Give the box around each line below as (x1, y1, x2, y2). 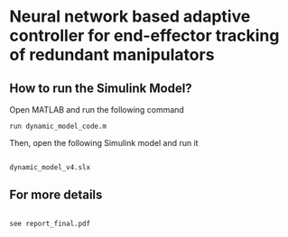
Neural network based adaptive (9, 6, 251, 27)
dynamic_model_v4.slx (9, 163, 91, 172)
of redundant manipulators (9, 45, 215, 65)
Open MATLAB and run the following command (9, 105, 185, 114)
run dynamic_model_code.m (9, 122, 107, 131)
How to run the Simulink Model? (9, 80, 192, 96)
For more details (9, 187, 103, 203)
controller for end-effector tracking (9, 25, 280, 46)
